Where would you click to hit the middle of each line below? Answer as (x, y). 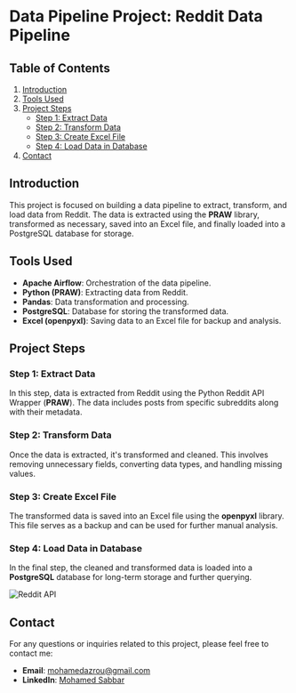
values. (22, 473)
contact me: (31, 653)
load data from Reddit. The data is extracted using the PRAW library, (134, 214)
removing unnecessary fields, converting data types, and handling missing (146, 463)
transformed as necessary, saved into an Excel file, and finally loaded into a (148, 223)
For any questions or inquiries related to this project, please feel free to (139, 644)
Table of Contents (60, 68)
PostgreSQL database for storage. (72, 233)
